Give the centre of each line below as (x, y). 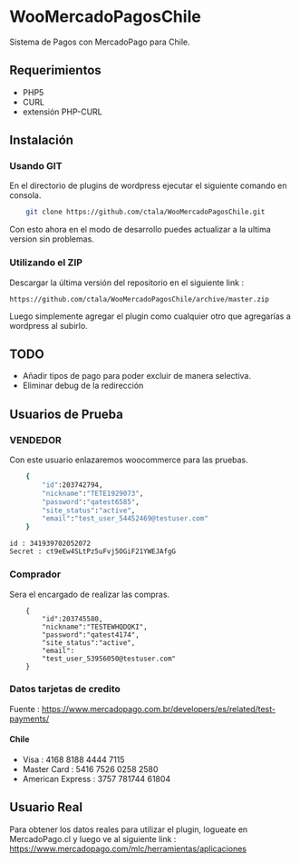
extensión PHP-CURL (62, 112)
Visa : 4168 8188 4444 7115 (73, 759)
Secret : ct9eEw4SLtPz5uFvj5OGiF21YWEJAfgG (93, 551)
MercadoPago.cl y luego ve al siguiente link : (93, 838)
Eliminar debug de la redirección (83, 386)
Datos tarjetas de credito (65, 689)
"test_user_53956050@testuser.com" (109, 659)
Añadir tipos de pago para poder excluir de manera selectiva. (137, 376)
